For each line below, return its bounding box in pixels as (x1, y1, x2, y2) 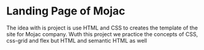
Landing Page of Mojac (6, 4, 126, 18)
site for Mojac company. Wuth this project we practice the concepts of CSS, (6, 30, 198, 37)
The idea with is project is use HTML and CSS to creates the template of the (6, 24, 198, 31)
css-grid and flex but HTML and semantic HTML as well (6, 37, 147, 44)
